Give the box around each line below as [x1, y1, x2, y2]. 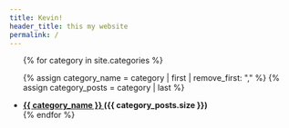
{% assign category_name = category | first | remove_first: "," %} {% [22, 73, 281, 84]
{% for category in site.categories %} [22, 55, 164, 66]
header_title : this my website [9, 22, 129, 31]
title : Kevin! [9, 13, 64, 23]
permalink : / [9, 30, 59, 39]
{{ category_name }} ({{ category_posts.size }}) [22, 100, 208, 111]
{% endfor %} [22, 110, 76, 121]
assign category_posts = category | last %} [22, 83, 185, 94]
